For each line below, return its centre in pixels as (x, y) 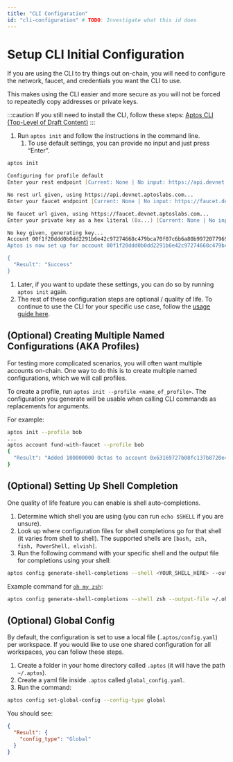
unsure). (29, 523)
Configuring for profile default (55, 176)
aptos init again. (42, 291)
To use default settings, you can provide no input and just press (119, 144)
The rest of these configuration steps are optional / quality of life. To (115, 299)
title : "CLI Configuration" (48, 14)
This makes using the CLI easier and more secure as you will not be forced (114, 94)
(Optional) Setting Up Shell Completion (93, 486)
